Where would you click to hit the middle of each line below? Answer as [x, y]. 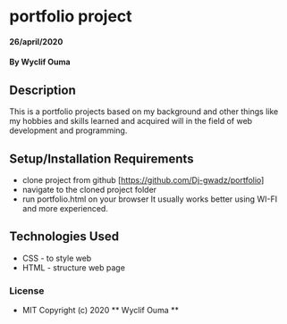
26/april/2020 [36, 41]
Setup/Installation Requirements [101, 158]
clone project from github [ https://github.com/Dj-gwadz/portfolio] [143, 180]
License [27, 290]
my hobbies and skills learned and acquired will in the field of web [131, 121]
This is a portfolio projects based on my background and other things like [144, 112]
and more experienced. [65, 208]
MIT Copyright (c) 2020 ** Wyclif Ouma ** [100, 311]
